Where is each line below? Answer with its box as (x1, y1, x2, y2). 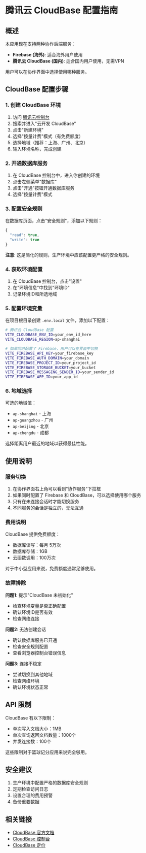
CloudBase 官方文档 (12, 830, 55, 836)
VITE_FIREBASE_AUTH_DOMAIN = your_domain (5, 355, 89, 360)
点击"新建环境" (12, 126, 44, 133)
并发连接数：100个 (12, 738, 52, 744)
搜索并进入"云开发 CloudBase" (12, 120, 77, 126)
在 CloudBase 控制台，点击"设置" (12, 278, 82, 284)
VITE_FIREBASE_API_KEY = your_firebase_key (5, 351, 94, 356)
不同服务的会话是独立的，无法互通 (12, 505, 84, 511)
